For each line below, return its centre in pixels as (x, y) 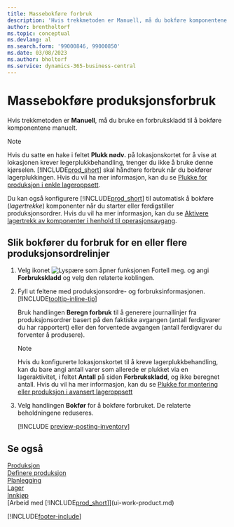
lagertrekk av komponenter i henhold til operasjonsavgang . (92, 220)
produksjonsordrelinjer (58, 253)
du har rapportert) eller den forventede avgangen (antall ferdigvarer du (119, 328)
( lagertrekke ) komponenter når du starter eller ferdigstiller (91, 206)
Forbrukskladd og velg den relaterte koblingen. (86, 278)
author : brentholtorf (39, 27)
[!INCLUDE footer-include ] (44, 516)
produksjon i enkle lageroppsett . (54, 185)
